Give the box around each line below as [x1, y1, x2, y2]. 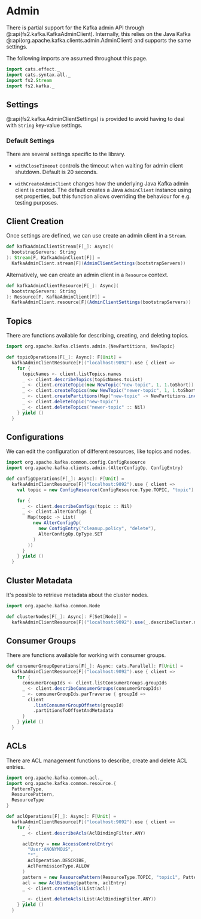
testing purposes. [14, 199, 59, 206]
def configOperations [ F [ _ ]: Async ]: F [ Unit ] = [6, 476, 124, 482]
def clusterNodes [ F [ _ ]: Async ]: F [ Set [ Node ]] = [6, 613, 127, 620]
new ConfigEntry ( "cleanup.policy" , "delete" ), [38, 525, 157, 532]
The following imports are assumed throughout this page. [6, 54, 148, 62]
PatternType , [11, 786, 44, 792]
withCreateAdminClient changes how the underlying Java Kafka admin [14, 179, 189, 187]
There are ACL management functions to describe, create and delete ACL [6, 757, 187, 764]
